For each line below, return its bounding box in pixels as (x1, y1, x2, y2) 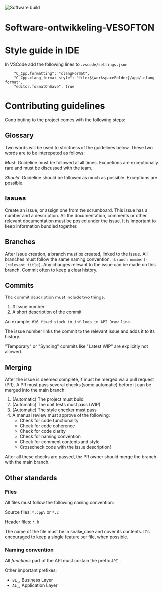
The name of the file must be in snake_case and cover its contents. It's (5, 528, 150, 534)
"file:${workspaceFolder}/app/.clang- (76, 75, 157, 81)
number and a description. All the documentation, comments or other (5, 212, 147, 218)
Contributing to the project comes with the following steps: (5, 117, 126, 123)
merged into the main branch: (5, 387, 66, 393)
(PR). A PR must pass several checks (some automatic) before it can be (5, 382, 152, 388)
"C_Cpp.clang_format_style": (14, 75, 75, 81)
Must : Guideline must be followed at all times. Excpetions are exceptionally (5, 159, 158, 165)
